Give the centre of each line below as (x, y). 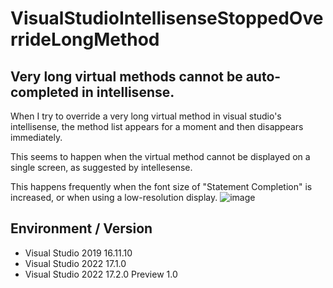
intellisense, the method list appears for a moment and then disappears (157, 126)
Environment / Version (81, 228)
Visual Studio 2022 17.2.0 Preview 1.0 (101, 274)
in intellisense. (128, 92)
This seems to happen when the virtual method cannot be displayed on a (160, 156)
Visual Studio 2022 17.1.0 (75, 263)
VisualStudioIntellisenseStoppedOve (167, 18)
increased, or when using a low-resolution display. (114, 197)
